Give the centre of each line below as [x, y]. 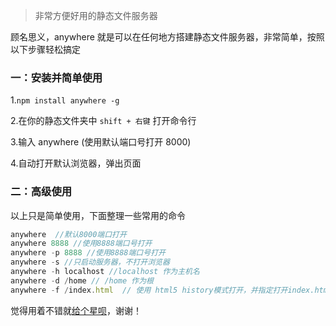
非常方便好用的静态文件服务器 [96, 15]
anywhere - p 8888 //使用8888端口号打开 [88, 253]
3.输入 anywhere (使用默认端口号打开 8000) [101, 142]
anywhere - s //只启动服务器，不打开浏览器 [90, 262]
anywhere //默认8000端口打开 [68, 234]
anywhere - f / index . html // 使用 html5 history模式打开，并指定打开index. [162, 290]
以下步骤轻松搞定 [45, 49]
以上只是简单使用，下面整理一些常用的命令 [98, 215]
